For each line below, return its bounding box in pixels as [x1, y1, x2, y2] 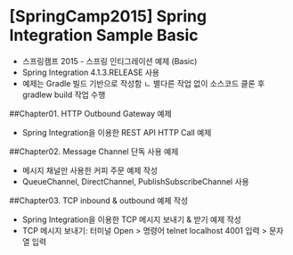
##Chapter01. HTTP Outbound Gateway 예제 [9, 108, 172, 119]
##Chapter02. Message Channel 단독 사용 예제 [9, 145, 179, 157]
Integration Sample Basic [9, 25, 199, 45]
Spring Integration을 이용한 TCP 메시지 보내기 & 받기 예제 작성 [21, 214, 242, 225]
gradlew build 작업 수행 [21, 89, 106, 100]
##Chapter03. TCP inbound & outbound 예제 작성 [9, 194, 189, 206]
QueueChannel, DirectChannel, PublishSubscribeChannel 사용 [21, 176, 249, 186]
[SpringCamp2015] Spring [9, 6, 208, 27]
